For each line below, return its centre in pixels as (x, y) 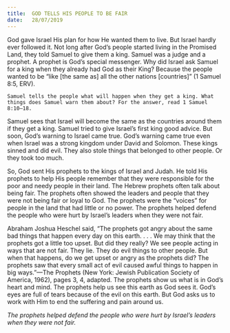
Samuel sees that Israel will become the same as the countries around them (115, 121)
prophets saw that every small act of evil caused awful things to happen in (113, 265)
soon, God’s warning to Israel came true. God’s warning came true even (109, 136)
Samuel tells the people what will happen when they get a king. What (111, 96)
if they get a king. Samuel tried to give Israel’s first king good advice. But (110, 128)
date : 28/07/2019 (35, 20)
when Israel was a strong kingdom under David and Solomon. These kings (113, 143)
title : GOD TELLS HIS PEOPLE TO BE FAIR (67, 13)
